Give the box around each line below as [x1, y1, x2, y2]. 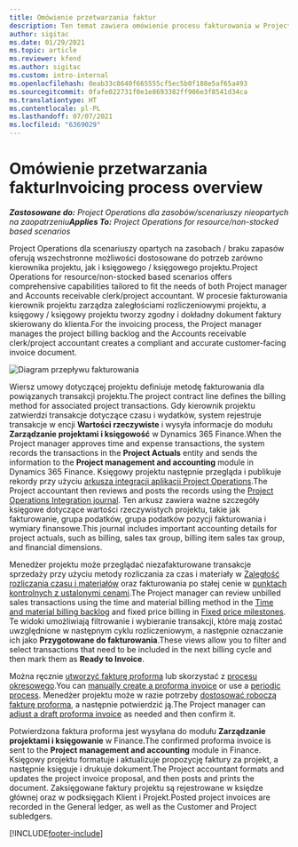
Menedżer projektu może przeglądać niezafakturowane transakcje [9, 559, 252, 570]
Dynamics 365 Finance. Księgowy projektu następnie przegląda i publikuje [9, 466, 282, 476]
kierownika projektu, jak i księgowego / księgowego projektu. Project [9, 261, 259, 272]
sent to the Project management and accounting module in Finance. [9, 744, 262, 755]
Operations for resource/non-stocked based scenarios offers [9, 271, 232, 282]
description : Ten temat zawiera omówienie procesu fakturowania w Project [9, 21, 292, 30]
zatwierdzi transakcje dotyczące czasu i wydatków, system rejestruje [9, 410, 262, 420]
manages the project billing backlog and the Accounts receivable [9, 328, 247, 339]
